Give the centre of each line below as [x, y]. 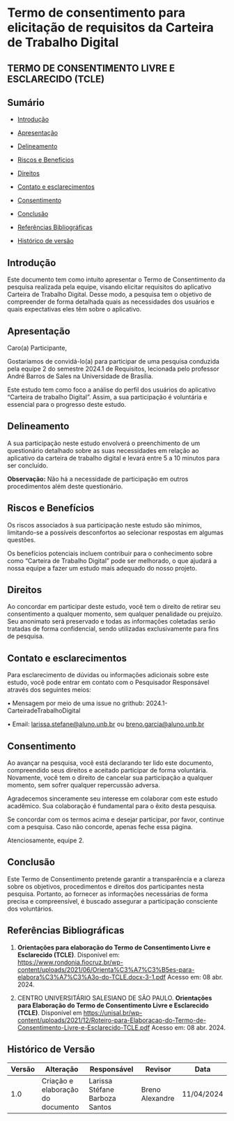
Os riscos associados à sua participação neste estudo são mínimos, [104, 525]
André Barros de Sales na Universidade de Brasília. [80, 376]
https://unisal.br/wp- [113, 1012]
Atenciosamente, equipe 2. [46, 840]
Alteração [62, 1069]
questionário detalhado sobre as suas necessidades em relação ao [103, 450]
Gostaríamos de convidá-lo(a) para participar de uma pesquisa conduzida [113, 362]
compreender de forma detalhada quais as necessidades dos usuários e [111, 302]
